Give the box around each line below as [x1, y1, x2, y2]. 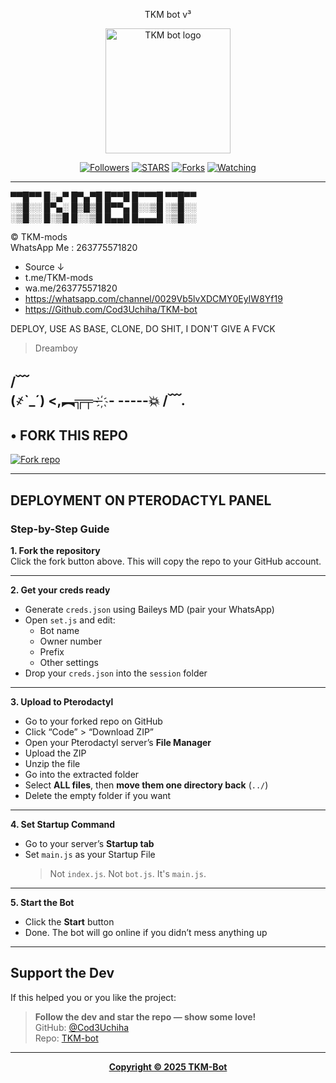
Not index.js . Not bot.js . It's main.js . [49, 867, 207, 879]
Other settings [39, 656, 99, 668]
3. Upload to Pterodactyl [10, 695, 114, 708]
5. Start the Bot [10, 896, 75, 908]
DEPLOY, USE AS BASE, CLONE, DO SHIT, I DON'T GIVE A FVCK [10, 323, 276, 334]
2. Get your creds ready [10, 584, 111, 596]
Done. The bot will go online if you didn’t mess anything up [24, 926, 268, 938]
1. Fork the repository [10, 544, 101, 556]
